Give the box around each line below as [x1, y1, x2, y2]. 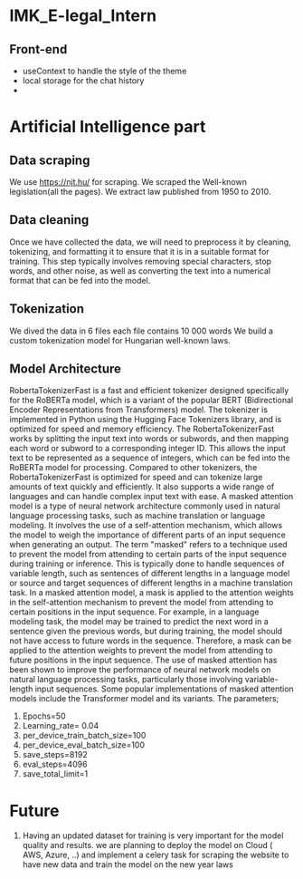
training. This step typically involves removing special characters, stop [9, 256, 272, 266]
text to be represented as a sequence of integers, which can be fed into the [9, 452, 291, 463]
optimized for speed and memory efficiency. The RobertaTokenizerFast [9, 423, 274, 435]
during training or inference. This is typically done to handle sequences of [9, 558, 285, 569]
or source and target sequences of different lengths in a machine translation [9, 577, 294, 589]
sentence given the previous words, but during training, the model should [9, 626, 283, 637]
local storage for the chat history [22, 75, 145, 86]
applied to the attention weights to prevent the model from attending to [9, 645, 273, 656]
